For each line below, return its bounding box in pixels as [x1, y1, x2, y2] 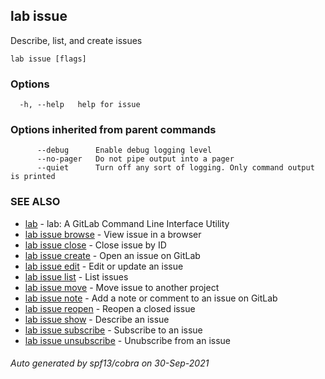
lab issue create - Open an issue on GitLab [24, 249, 201, 261]
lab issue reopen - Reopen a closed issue [24, 302, 196, 314]
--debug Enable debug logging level [36, 145, 213, 156]
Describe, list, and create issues [10, 34, 143, 46]
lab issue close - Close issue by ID [24, 239, 167, 251]
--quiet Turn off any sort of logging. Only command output [36, 163, 315, 173]
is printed [10, 172, 56, 182]
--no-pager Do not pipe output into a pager [36, 154, 235, 164]
